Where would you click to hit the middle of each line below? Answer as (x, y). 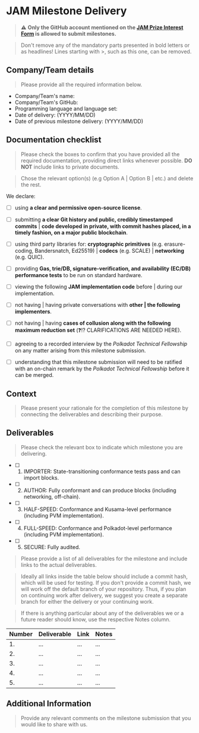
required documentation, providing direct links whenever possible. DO (106, 160)
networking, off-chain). (52, 496)
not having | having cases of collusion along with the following (93, 323)
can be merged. (34, 375)
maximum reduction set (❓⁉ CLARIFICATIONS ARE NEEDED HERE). (98, 330)
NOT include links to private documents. (70, 167)
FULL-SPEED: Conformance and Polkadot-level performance (98, 528)
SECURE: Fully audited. (52, 547)
